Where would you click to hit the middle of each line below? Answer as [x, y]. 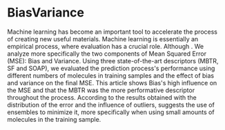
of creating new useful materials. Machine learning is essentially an [103, 39]
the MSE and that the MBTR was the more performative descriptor [101, 90]
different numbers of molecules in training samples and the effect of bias [111, 75]
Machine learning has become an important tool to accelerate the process [112, 32]
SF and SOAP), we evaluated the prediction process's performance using [111, 68]
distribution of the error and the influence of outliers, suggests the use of [111, 105]
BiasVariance [46, 13]
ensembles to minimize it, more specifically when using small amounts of [111, 112]
